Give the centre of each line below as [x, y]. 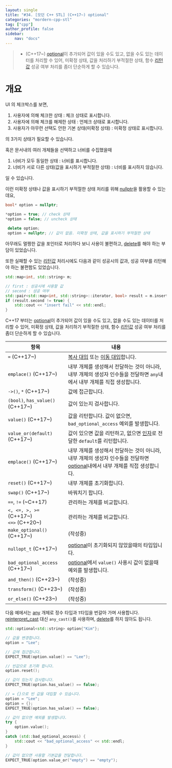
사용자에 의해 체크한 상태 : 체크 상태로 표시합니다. [62, 115]
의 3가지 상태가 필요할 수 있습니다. [39, 139]
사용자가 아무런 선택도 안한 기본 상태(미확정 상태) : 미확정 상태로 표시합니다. [88, 128]
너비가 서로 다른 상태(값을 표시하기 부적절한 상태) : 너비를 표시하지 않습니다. [88, 167]
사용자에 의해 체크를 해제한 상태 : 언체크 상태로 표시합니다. [71, 121]
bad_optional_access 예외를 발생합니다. [114, 424]
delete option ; [24, 228]
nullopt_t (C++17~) [33, 549]
